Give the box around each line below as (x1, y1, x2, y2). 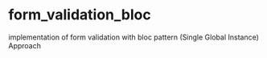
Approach (8, 40, 42, 50)
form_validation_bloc (8, 6, 151, 24)
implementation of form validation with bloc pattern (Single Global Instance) (8, 32, 260, 42)
